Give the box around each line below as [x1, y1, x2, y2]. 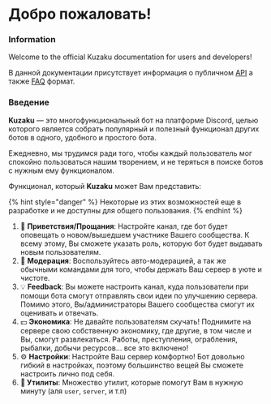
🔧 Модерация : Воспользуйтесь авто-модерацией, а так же [19, 256, 227, 265]
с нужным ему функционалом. [8, 165, 115, 175]
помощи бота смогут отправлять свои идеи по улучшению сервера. [19, 290, 258, 300]
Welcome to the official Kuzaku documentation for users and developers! [8, 52, 252, 62]
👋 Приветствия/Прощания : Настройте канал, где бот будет [19, 221, 229, 231]
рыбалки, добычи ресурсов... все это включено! [19, 342, 189, 353]
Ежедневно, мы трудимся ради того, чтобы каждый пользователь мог [8, 148, 253, 158]
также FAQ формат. [8, 76, 75, 86]
